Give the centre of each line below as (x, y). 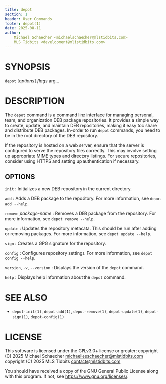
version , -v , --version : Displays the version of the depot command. (75, 268)
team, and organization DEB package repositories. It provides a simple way (82, 120)
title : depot (19, 10)
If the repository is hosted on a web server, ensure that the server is (75, 145)
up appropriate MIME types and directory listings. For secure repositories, (81, 156)
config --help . (20, 258)
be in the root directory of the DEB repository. (52, 135)
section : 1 (16, 14)
